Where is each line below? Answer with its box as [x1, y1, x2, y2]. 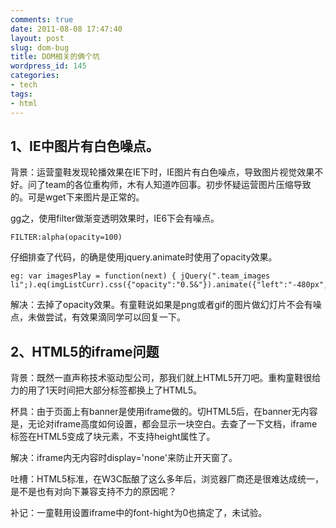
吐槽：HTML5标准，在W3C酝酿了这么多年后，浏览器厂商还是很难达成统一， [10, 473, 324, 485]
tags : [10, 89, 33, 99]
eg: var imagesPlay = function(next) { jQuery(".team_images [10, 271, 271, 281]
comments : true [10, 14, 74, 25]
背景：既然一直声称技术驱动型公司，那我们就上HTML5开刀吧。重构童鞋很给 [10, 372, 322, 384]
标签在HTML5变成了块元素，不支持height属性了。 [10, 431, 216, 443]
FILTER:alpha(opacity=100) [10, 232, 123, 243]
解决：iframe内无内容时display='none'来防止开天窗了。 [10, 452, 238, 464]
